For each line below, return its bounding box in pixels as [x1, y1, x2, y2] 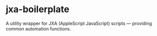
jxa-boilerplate [6, 4, 70, 15]
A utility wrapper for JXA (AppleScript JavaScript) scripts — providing [6, 20, 152, 26]
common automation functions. [6, 25, 71, 31]
